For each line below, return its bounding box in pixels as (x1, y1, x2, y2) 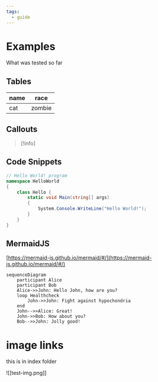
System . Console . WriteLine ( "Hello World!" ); (37, 206, 147, 212)
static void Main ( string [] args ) (27, 195, 110, 201)
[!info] (20, 140, 36, 147)
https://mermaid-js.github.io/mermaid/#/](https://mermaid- (8, 254, 152, 261)
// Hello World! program (6, 172, 67, 178)
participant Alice (17, 277, 62, 283)
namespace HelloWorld (6, 178, 60, 184)
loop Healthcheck (17, 293, 60, 299)
